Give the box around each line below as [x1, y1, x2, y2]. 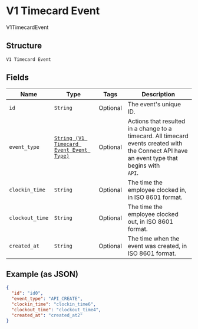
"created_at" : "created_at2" [11, 312, 83, 318]
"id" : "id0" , [11, 291, 44, 297]
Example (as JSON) [6, 269, 78, 279]
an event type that [127, 154, 178, 162]
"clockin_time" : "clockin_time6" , [11, 301, 96, 307]
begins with [127, 161, 160, 170]
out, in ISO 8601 [127, 217, 174, 226]
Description [141, 90, 176, 98]
